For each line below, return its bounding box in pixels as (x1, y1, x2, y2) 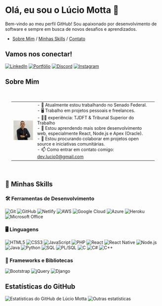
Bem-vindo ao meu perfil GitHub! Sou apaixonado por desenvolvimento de (5, 21, 157, 27)
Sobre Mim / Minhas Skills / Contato (12, 36, 85, 42)
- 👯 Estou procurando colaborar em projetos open (37, 136, 139, 142)
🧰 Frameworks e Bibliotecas (5, 257, 73, 264)
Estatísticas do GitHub (5, 282, 76, 291)
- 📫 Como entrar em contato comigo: (37, 147, 115, 153)
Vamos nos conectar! (5, 50, 73, 58)
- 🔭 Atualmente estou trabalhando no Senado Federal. (37, 102, 147, 108)
